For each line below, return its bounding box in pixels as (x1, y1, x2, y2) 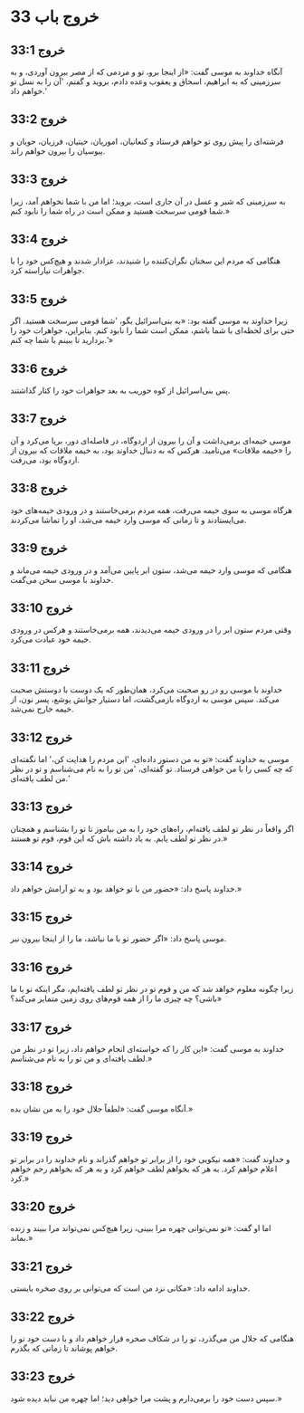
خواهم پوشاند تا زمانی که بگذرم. (10, 1342, 119, 1354)
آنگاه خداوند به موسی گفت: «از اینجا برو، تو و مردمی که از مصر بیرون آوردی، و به (10, 66, 283, 77)
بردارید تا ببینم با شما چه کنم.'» (10, 335, 114, 346)
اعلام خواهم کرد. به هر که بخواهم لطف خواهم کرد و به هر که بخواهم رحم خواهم (10, 1163, 278, 1174)
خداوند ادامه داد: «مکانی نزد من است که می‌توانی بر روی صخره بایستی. (10, 1283, 251, 1294)
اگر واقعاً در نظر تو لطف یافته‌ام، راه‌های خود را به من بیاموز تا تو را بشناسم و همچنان (10, 823, 295, 834)
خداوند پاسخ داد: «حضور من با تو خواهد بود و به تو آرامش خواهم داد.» (10, 883, 242, 893)
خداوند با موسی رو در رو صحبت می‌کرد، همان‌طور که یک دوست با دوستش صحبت (10, 684, 283, 695)
